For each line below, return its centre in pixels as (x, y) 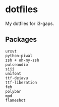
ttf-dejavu (17, 78)
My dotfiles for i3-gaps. (30, 23)
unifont (13, 73)
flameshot (16, 100)
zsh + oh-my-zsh (22, 60)
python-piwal (19, 56)
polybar (13, 91)
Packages (21, 39)
